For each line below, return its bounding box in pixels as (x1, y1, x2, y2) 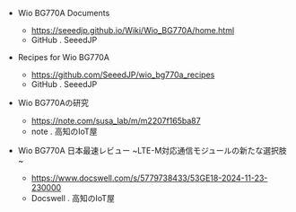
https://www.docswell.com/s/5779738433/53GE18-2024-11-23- (30, 172, 268, 183)
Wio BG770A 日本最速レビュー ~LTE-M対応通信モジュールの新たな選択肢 (17, 146, 287, 155)
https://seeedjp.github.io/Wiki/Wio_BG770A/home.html (30, 25, 235, 35)
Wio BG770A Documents (17, 8, 110, 18)
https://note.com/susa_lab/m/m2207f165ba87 (30, 116, 201, 126)
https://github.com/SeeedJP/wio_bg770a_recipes (30, 69, 215, 80)
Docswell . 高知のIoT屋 (30, 193, 115, 203)
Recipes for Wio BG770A (17, 52, 110, 62)
